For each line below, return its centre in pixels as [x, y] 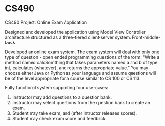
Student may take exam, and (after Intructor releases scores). [74, 113]
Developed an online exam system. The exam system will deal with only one [82, 52]
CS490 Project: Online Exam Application [46, 22]
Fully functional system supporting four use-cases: [57, 87]
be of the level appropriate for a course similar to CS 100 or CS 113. [73, 78]
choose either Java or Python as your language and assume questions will [81, 73]
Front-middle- [146, 37]
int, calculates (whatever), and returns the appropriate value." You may [77, 68]
